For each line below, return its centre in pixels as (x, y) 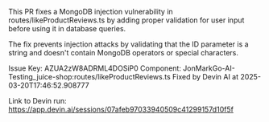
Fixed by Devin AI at (205, 77)
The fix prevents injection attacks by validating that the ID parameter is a (128, 44)
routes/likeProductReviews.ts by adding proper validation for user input (126, 20)
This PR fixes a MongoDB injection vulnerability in (91, 12)
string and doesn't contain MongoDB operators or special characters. (124, 53)
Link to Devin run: (37, 101)
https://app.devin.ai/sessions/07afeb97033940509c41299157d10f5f (121, 109)
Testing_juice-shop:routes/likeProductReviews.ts (89, 77)
